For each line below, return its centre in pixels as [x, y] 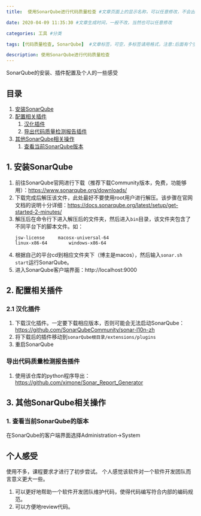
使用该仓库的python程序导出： [52, 375]
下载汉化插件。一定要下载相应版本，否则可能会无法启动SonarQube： [100, 323]
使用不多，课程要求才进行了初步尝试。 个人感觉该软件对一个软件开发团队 [96, 472]
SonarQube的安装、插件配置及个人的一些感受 [62, 73]
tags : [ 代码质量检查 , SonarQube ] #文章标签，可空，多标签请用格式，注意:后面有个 [99, 44]
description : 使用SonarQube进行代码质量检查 [58, 55]
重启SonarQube [34, 344]
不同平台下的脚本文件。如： [49, 226]
